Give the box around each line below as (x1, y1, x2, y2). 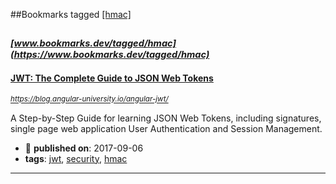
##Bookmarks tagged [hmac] (10, 9, 132, 20)
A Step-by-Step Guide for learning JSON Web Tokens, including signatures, (10, 112, 322, 124)
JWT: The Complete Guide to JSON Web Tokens (10, 72, 214, 84)
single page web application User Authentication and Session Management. (10, 122, 323, 134)
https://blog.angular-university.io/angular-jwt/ (10, 94, 169, 104)
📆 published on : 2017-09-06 (24, 142, 144, 154)
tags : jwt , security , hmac (24, 152, 128, 164)
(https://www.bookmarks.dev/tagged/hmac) (10, 49, 210, 61)
